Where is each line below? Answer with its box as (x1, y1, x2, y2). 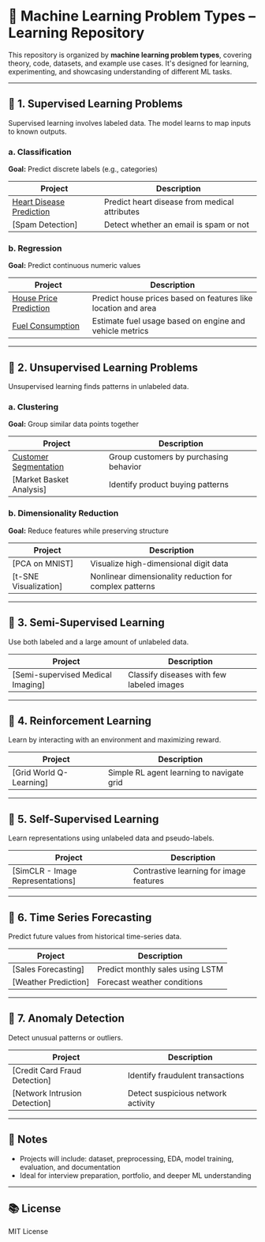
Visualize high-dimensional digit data (90, 557, 229, 568)
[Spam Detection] (12, 219, 78, 230)
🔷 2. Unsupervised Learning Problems (8, 361, 199, 374)
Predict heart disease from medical (103, 197, 234, 208)
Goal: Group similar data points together (8, 419, 140, 429)
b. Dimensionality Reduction (8, 508, 119, 519)
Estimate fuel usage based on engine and (91, 315, 246, 327)
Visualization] (12, 580, 63, 591)
